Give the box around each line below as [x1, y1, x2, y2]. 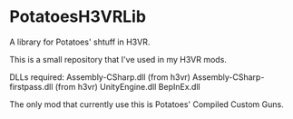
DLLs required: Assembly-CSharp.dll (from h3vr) [9, 71, 190, 83]
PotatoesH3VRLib [9, 6, 147, 27]
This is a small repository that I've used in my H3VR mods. [9, 54, 227, 64]
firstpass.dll [9, 81, 54, 92]
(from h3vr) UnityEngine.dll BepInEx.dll [54, 81, 201, 92]
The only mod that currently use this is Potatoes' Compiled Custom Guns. [9, 98, 284, 110]
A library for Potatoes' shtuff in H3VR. [9, 36, 151, 47]
